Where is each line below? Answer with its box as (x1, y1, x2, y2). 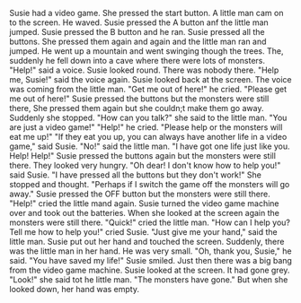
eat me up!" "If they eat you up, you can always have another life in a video (9, 132, 288, 142)
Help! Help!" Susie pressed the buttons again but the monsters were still (9, 151, 277, 160)
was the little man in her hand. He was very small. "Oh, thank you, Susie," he (9, 246, 292, 256)
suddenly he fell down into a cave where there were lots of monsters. (9, 56, 266, 65)
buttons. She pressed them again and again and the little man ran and (9, 36, 267, 47)
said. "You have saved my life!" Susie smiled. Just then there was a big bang (9, 255, 292, 265)
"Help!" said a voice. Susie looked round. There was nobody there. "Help (9, 65, 279, 75)
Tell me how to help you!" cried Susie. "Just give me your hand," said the (9, 227, 278, 237)
